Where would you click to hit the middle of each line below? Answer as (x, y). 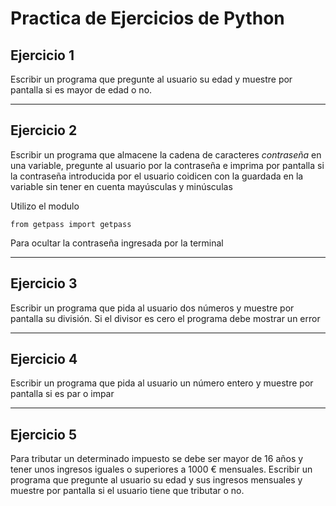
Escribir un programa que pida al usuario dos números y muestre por (152, 308)
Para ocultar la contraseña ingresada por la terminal (117, 243)
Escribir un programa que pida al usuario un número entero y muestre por (162, 383)
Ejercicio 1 (42, 55)
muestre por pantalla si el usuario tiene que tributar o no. (127, 491)
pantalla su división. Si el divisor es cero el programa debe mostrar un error (165, 318)
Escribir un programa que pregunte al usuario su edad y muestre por (151, 79)
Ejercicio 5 (44, 434)
